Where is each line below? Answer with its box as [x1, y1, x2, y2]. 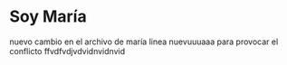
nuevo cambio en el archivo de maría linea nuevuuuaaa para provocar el [9, 36, 279, 47]
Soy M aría [9, 6, 88, 27]
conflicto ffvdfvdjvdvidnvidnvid [9, 45, 125, 56]
